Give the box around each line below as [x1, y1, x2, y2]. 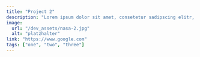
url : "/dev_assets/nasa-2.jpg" [11, 25, 90, 31]
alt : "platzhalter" [11, 31, 61, 37]
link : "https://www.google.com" [6, 36, 87, 42]
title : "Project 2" [6, 8, 55, 15]
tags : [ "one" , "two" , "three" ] [6, 42, 85, 48]
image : [6, 20, 23, 26]
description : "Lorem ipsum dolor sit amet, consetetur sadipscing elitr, [6, 14, 195, 20]
